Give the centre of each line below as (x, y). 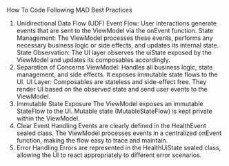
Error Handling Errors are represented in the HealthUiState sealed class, (119, 148)
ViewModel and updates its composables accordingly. (93, 60)
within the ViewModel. (48, 118)
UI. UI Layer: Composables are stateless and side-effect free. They (111, 82)
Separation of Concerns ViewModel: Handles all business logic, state (114, 67)
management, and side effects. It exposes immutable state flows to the (117, 74)
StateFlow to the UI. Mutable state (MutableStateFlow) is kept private (114, 111)
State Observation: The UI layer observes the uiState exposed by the (114, 52)
